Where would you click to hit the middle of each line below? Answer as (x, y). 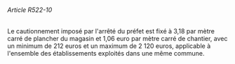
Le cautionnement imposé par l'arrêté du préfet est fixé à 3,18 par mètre (111, 31)
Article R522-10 (30, 10)
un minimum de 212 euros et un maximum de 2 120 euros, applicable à (109, 46)
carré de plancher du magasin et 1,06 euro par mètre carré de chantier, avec (117, 39)
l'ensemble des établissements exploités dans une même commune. (106, 54)
